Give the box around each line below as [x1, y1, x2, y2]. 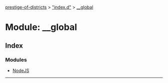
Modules [5, 56, 27, 63]
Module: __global [5, 22, 77, 33]
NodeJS [12, 67, 29, 74]
